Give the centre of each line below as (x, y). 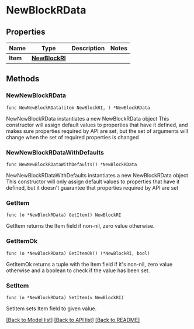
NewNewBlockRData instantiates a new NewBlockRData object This (88, 118)
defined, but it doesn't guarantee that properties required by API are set (92, 187)
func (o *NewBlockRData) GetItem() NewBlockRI (64, 215)
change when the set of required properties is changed (72, 137)
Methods (23, 79)
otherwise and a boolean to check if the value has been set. (78, 270)
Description (88, 48)
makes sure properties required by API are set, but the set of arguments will (97, 131)
